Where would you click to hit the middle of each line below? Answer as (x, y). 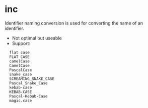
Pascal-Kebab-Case (29, 96)
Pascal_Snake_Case (29, 83)
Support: (21, 43)
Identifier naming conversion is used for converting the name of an (74, 23)
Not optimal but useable (37, 38)
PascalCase (21, 70)
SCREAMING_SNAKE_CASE (32, 78)
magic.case (21, 100)
